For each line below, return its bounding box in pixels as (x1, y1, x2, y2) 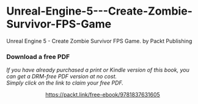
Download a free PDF (6, 52, 70, 61)
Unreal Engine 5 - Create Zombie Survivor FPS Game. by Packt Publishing (6, 37, 193, 44)
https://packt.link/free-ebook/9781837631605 (45, 91, 160, 99)
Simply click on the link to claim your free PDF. (6, 79, 124, 86)
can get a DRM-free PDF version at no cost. (6, 73, 117, 80)
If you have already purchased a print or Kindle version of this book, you (6, 66, 189, 74)
